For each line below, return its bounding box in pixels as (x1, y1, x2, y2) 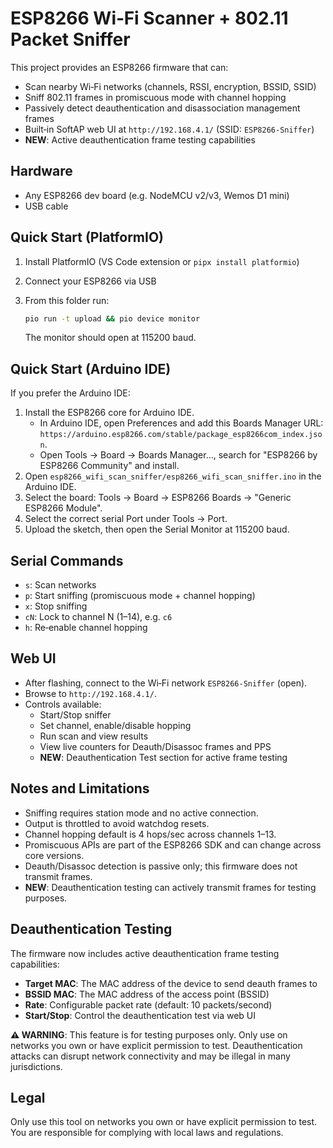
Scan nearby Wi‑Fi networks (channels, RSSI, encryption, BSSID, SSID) (24, 80, 317, 92)
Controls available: (24, 698, 102, 710)
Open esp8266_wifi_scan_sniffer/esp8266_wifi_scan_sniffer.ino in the (24, 470, 322, 482)
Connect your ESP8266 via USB (24, 275, 157, 287)
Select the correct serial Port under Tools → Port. (24, 513, 228, 525)
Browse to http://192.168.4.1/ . (24, 687, 157, 699)
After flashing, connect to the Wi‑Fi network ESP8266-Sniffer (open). (24, 677, 308, 689)
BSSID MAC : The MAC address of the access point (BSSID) (24, 988, 270, 1000)
